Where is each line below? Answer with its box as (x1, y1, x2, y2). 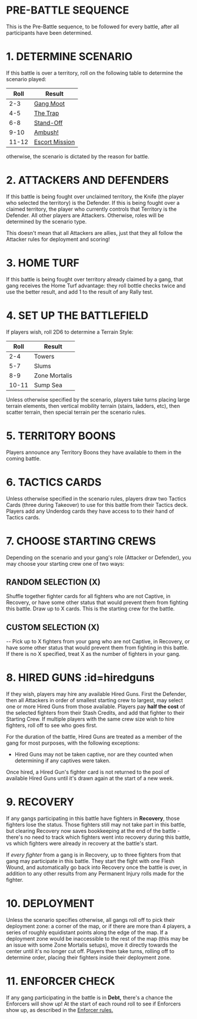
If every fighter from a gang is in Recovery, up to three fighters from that (6, 851, 181, 858)
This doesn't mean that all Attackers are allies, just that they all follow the (6, 229, 183, 236)
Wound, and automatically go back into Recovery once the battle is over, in (6, 864, 188, 871)
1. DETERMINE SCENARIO (6, 50, 133, 64)
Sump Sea (34, 381, 63, 389)
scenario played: (6, 75, 46, 82)
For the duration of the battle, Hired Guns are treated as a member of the (6, 733, 182, 741)
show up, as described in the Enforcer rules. (6, 1006, 113, 1013)
